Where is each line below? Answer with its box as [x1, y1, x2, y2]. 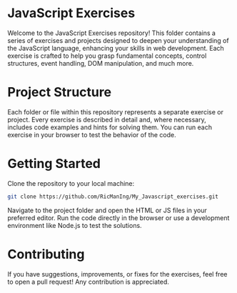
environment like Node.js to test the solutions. [7, 221, 142, 229]
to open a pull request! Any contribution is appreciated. [7, 277, 170, 286]
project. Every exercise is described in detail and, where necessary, [7, 115, 206, 124]
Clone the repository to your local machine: [7, 179, 135, 187]
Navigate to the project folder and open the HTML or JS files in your [7, 206, 207, 214]
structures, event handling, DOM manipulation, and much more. [7, 59, 194, 67]
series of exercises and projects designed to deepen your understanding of [7, 36, 230, 44]
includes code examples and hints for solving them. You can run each [7, 123, 213, 131]
